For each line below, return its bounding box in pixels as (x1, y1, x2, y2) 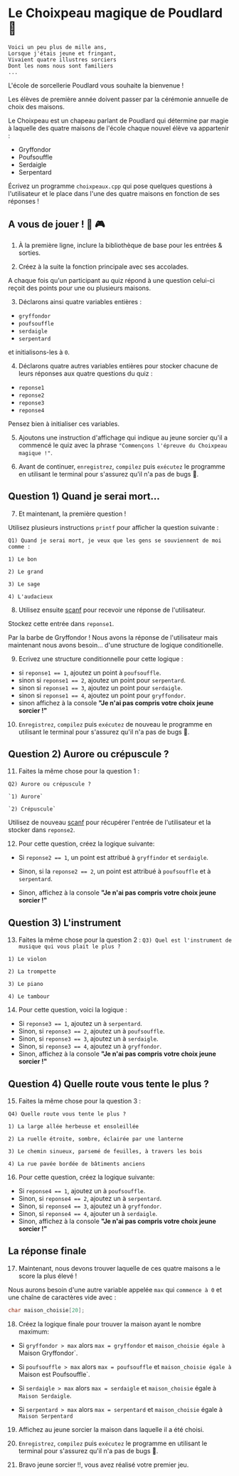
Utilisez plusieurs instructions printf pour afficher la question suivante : (8, 523, 219, 531)
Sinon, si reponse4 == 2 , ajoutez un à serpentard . (18, 1195, 162, 1202)
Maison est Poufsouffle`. (18, 1370, 91, 1378)
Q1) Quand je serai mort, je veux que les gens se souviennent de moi (8, 536, 222, 544)
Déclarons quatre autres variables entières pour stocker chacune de (18, 361, 218, 370)
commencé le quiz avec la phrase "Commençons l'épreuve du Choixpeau (18, 440, 228, 449)
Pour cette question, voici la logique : (18, 1006, 127, 1014)
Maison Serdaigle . (18, 1391, 72, 1400)
